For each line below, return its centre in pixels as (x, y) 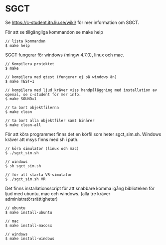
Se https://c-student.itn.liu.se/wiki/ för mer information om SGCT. (72, 22)
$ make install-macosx (29, 225)
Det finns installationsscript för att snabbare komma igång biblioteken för (80, 188)
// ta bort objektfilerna (32, 108)
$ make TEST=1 (20, 81)
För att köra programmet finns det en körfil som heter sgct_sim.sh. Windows (83, 134)
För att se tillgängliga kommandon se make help (54, 32)
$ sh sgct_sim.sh (23, 166)
